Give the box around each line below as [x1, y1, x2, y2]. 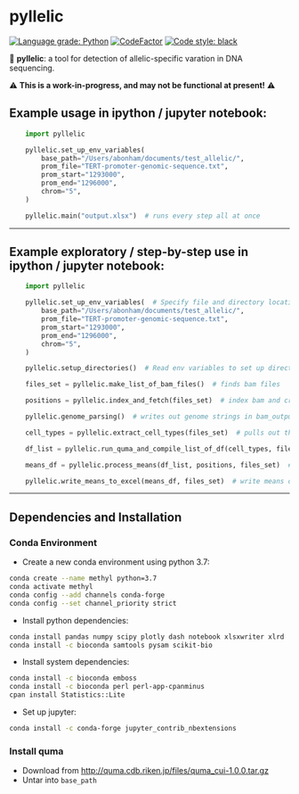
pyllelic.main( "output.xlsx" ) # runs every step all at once [25, 211, 261, 220]
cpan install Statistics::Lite [9, 691, 125, 699]
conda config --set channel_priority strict [9, 599, 177, 608]
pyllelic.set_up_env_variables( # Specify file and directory [25, 298, 265, 307]
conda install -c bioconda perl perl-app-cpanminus [9, 682, 205, 691]
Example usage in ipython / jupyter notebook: [9, 105, 267, 121]
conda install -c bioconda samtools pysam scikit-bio [9, 641, 214, 649]
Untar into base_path [21, 774, 98, 786]
